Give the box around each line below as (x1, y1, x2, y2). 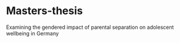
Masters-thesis (6, 4, 84, 18)
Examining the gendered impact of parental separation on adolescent (6, 24, 174, 31)
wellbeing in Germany (6, 29, 59, 37)
